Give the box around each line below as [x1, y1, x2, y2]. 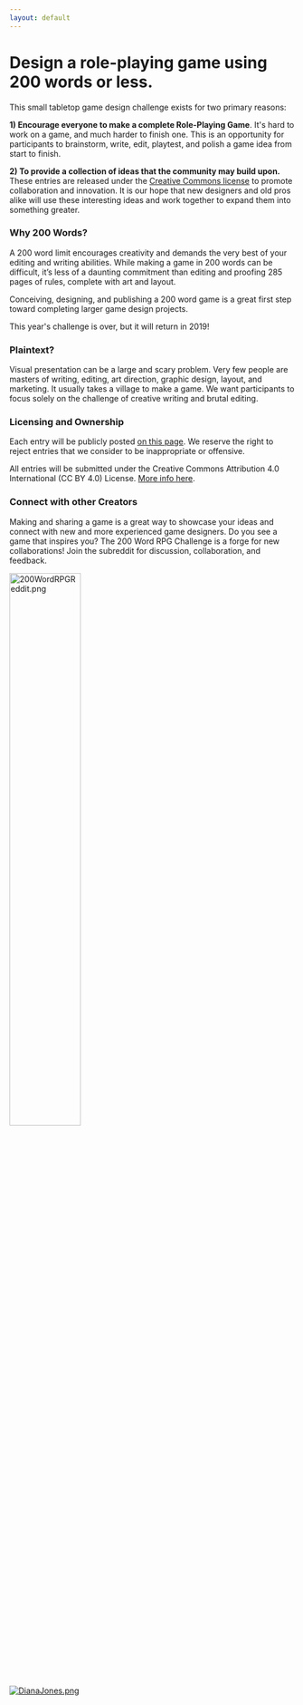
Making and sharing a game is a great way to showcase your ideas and [9, 516, 274, 527]
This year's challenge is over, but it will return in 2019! [9, 321, 210, 332]
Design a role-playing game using [9, 52, 268, 73]
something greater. [9, 204, 80, 215]
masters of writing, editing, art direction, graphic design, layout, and [9, 373, 262, 385]
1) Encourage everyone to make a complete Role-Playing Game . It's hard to [9, 119, 295, 130]
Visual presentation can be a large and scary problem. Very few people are [9, 364, 289, 375]
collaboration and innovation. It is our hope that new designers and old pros [9, 185, 291, 196]
